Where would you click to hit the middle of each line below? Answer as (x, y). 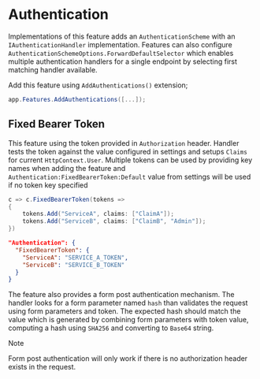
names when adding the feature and (67, 168)
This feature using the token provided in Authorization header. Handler (124, 143)
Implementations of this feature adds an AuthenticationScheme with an (122, 36)
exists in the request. (42, 367)
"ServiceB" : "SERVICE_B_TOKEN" (74, 265)
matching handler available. (53, 69)
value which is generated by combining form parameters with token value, (129, 320)
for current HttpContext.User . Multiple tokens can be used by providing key (130, 160)
